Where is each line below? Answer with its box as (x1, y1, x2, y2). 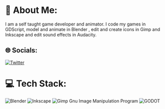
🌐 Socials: (5, 46, 38, 54)
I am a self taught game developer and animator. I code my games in (5, 21, 146, 27)
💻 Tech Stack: (5, 77, 67, 89)
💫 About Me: (5, 4, 58, 16)
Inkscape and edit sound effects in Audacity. (5, 31, 97, 37)
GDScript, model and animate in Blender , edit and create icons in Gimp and (5, 26, 161, 32)
